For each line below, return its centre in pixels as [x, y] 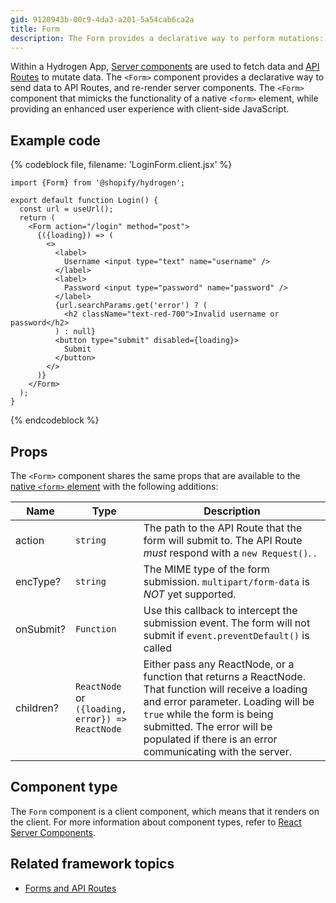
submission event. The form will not [227, 623]
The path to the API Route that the [223, 528]
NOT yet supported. [190, 594]
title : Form [35, 29]
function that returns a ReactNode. [224, 676]
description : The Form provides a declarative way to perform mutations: [167, 38]
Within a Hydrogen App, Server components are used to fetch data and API [165, 67]
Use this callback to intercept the [220, 610]
